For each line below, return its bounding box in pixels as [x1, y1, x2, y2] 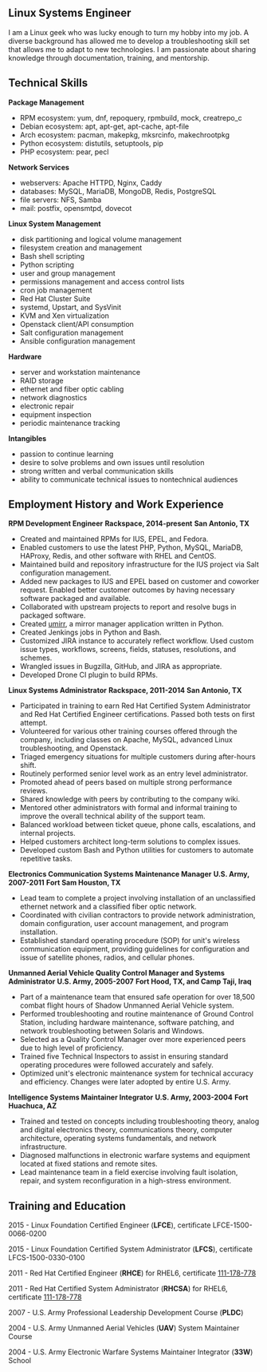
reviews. [19, 786, 48, 796]
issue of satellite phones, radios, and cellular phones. [19, 952, 195, 962]
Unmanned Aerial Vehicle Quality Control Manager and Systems [8, 968, 226, 978]
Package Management [8, 97, 85, 107]
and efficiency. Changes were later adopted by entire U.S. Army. [19, 1077, 231, 1087]
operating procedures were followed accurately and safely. [19, 1060, 214, 1070]
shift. [19, 761, 37, 770]
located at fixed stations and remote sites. [19, 1159, 158, 1169]
